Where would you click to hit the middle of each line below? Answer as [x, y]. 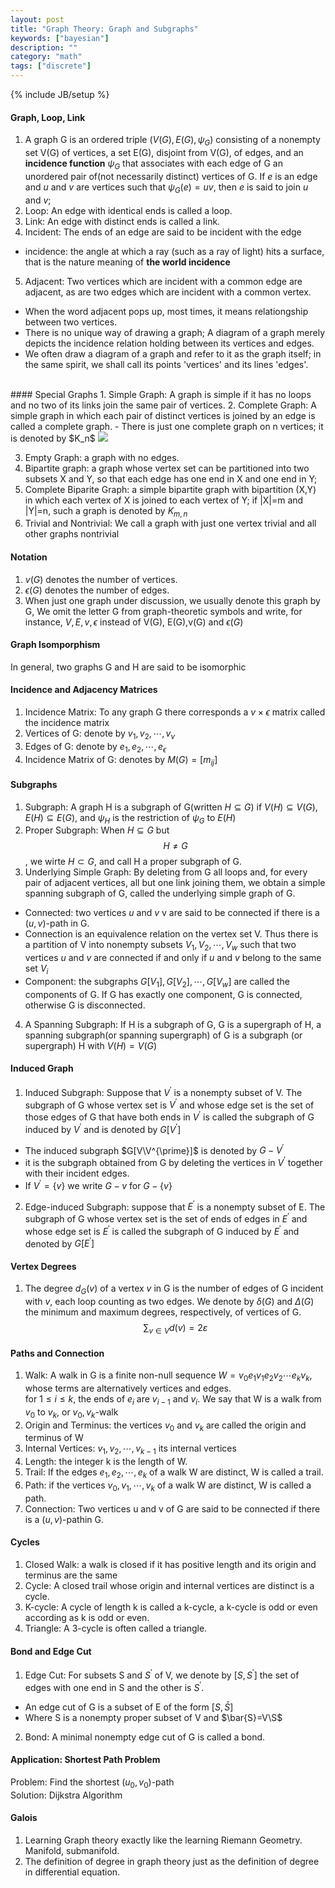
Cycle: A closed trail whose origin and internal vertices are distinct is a [169, 1585]
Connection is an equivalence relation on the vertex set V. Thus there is [171, 934]
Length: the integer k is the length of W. [106, 1462]
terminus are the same [71, 1575]
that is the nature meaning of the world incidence [127, 262]
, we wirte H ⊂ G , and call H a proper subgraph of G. [133, 862]
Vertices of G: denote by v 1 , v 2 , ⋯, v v [99, 734]
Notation [29, 557]
